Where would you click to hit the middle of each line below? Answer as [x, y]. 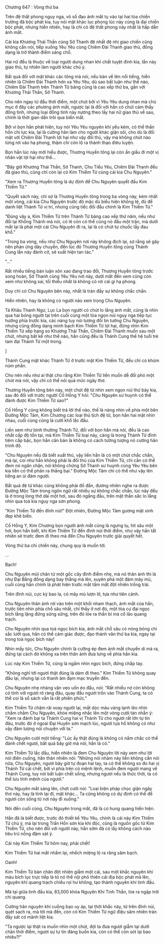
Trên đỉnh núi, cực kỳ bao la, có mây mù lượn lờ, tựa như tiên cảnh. [72, 594]
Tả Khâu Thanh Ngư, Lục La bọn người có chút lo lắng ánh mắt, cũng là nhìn [82, 310]
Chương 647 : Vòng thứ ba [32, 7]
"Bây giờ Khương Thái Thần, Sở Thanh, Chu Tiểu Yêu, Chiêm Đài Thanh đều [82, 167]
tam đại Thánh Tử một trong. [34, 341]
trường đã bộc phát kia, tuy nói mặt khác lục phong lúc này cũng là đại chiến [82, 22]
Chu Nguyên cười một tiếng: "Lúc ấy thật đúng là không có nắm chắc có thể [82, 738]
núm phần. [16, 366]
